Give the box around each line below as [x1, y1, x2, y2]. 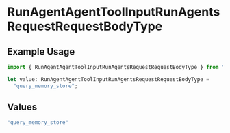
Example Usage [7, 46, 75, 57]
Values [7, 102, 38, 113]
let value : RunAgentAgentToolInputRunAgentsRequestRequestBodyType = [7, 76, 210, 83]
